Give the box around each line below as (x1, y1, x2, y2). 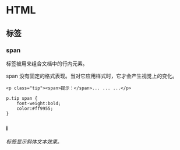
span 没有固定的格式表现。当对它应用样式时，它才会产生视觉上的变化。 (6, 72, 178, 79)
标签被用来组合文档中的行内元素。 (6, 60, 88, 67)
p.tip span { (6, 95, 38, 101)
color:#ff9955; (16, 106, 54, 111)
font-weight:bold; (16, 100, 61, 106)
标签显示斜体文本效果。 (6, 138, 62, 145)
